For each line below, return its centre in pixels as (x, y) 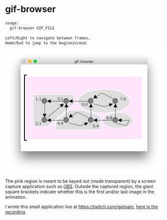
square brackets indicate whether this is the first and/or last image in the (80, 192)
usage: (12, 23)
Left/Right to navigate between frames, (48, 38)
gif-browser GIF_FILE (32, 28)
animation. (16, 197)
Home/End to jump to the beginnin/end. (47, 43)
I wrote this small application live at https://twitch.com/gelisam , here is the (82, 207)
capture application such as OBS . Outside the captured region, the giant (79, 186)
